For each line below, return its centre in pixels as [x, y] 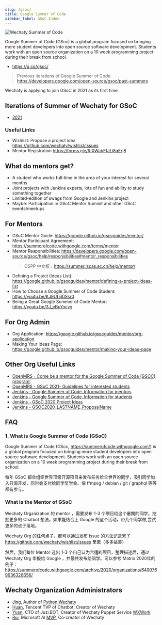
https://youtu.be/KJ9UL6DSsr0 [43, 297]
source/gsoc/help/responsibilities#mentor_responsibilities [70, 256]
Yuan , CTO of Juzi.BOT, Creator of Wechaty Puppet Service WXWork [81, 612]
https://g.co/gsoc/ [30, 66]
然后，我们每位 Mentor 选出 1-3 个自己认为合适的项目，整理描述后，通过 [77, 552]
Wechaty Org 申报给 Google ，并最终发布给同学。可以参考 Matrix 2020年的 [80, 558]
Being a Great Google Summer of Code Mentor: [59, 302]
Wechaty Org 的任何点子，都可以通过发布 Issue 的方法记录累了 [68, 536]
